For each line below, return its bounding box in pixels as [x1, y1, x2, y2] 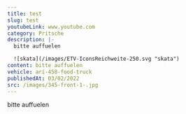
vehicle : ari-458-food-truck [7, 68, 92, 76]
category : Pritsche [7, 29, 64, 37]
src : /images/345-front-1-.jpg [7, 81, 99, 88]
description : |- [7, 36, 55, 43]
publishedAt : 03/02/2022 [7, 75, 80, 82]
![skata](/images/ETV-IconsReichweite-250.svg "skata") [13, 55, 180, 63]
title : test [7, 10, 42, 17]
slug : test [7, 17, 39, 24]
